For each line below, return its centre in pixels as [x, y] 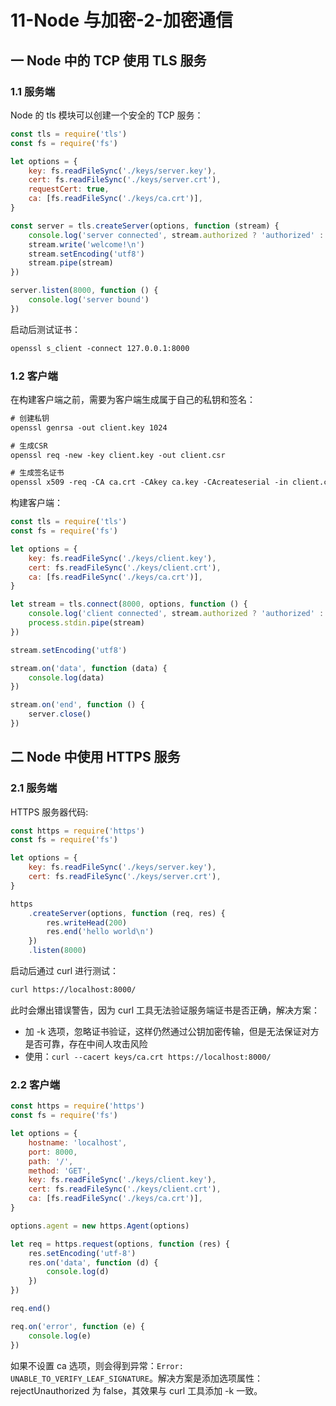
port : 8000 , [53, 1152]
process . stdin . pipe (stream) [86, 623]
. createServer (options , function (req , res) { [127, 913]
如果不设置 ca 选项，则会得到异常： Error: [97, 1365]
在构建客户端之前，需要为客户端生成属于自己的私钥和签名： [133, 399]
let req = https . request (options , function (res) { [120, 1244]
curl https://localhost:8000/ [73, 990]
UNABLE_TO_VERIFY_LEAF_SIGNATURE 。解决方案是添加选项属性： [136, 1378]
